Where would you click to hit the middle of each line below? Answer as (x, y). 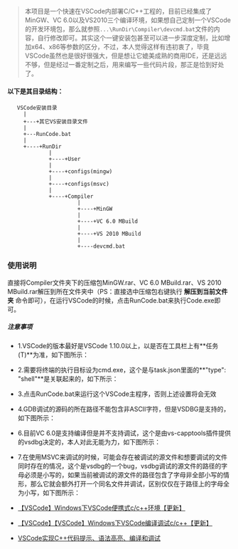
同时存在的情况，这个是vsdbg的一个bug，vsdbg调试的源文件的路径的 (119, 466)
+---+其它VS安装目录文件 (56, 122)
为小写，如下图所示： (49, 493)
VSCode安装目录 (37, 108)
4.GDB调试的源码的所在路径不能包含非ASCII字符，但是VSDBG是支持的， (124, 409)
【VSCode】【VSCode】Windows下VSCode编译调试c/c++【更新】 (115, 523)
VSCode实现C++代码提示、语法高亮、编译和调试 (89, 538)
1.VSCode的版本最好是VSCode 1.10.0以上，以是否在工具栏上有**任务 (118, 346)
